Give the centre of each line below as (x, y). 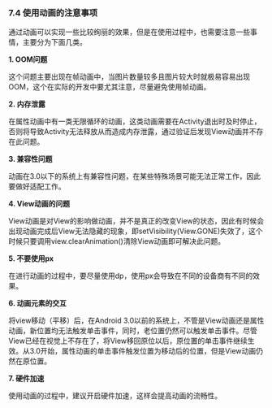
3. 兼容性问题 (30, 159)
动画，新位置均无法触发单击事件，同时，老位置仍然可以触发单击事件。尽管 (133, 331)
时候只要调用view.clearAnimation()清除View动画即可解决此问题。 (117, 241)
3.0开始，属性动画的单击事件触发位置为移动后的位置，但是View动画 (143, 351)
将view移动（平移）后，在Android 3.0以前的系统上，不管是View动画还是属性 (136, 321)
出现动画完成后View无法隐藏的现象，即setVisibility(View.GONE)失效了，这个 (136, 231)
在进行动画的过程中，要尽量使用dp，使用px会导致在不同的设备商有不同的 (131, 276)
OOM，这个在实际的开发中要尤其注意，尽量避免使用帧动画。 (110, 87)
